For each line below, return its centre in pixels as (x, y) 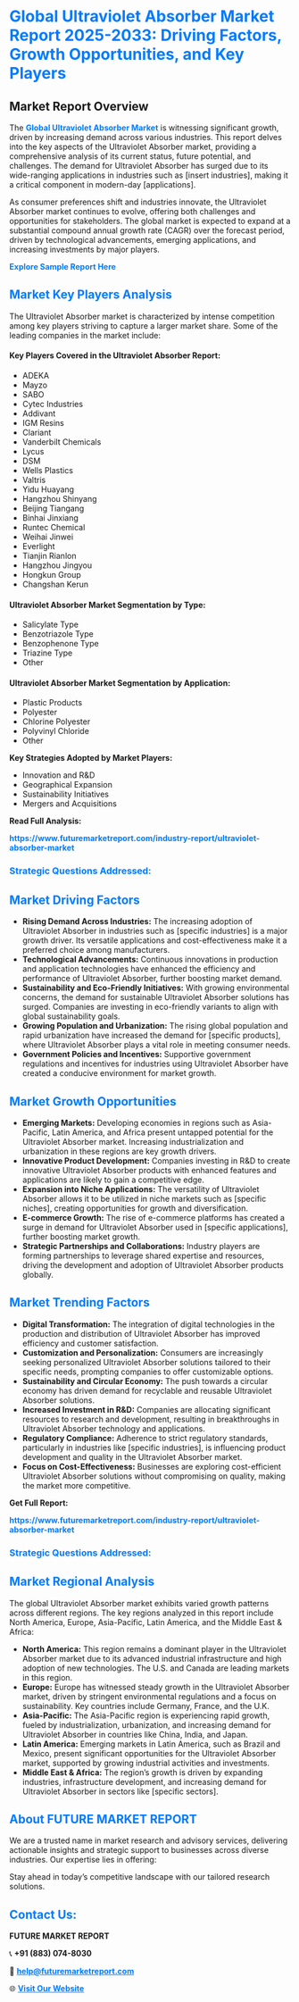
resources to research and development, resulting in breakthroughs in (150, 1419)
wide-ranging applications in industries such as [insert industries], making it (149, 175)
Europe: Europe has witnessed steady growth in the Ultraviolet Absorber (156, 1687)
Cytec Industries (52, 405)
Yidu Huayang (48, 489)
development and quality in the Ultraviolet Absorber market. (132, 1456)
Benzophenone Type (61, 644)
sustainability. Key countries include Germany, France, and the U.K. (145, 1706)
